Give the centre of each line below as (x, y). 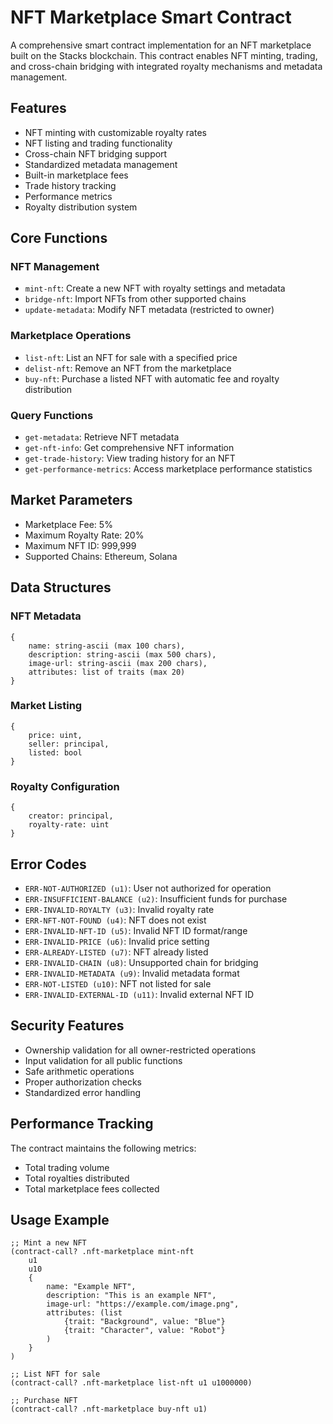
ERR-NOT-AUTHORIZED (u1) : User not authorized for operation (148, 888)
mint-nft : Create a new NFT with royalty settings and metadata (155, 288)
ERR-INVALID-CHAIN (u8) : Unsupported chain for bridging (141, 962)
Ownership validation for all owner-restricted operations (140, 1050)
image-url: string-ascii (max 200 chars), (118, 663)
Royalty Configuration (65, 786)
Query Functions (52, 415)
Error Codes (48, 864)
